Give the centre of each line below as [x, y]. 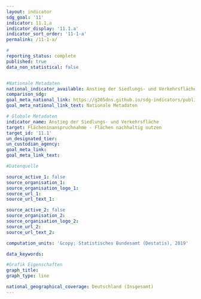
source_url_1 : [24, 194]
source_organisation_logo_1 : [42, 188]
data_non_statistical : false [42, 67]
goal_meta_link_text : [33, 155]
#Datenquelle [22, 166]
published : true [26, 61]
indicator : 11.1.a [29, 23]
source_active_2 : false [36, 210]
